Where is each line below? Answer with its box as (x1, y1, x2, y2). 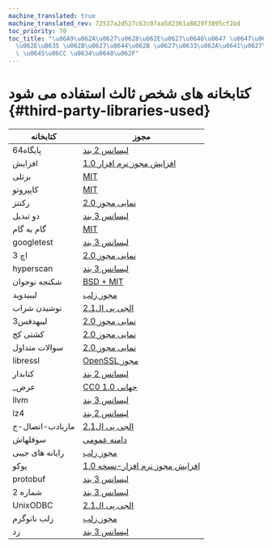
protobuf (12, 473, 46, 484)
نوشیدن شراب (12, 302, 62, 313)
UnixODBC (12, 499, 53, 511)
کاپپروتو (12, 184, 39, 195)
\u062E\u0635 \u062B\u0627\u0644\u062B (15, 42, 151, 50)
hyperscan (12, 262, 53, 274)
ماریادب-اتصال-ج (12, 420, 75, 431)
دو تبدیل (12, 210, 40, 221)
